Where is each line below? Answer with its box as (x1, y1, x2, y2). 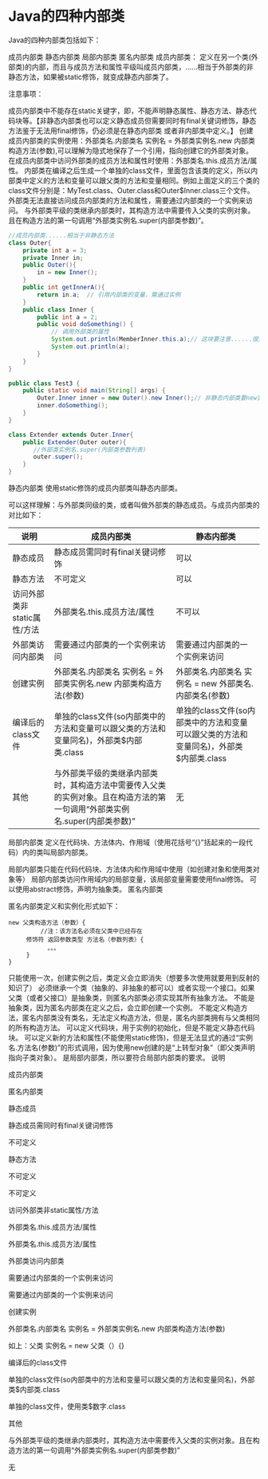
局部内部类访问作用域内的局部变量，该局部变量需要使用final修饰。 (30, 875, 249, 884)
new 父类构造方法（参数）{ (8, 918, 86, 927)
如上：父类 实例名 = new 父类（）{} (8, 1341, 125, 1351)
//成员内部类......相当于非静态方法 (8, 231, 114, 239)
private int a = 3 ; (22, 246, 88, 254)
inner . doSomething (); (37, 402, 109, 410)
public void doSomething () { (37, 321, 134, 328)
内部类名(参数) (175, 690, 231, 702)
